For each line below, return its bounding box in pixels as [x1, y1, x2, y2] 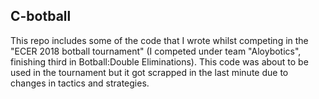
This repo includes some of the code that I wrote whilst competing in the [10, 34, 309, 46]
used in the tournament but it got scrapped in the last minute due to [10, 66, 289, 78]
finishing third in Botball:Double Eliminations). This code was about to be [10, 55, 309, 68]
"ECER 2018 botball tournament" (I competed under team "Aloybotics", [10, 45, 302, 57]
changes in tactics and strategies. [10, 77, 150, 89]
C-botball [10, 8, 72, 25]
